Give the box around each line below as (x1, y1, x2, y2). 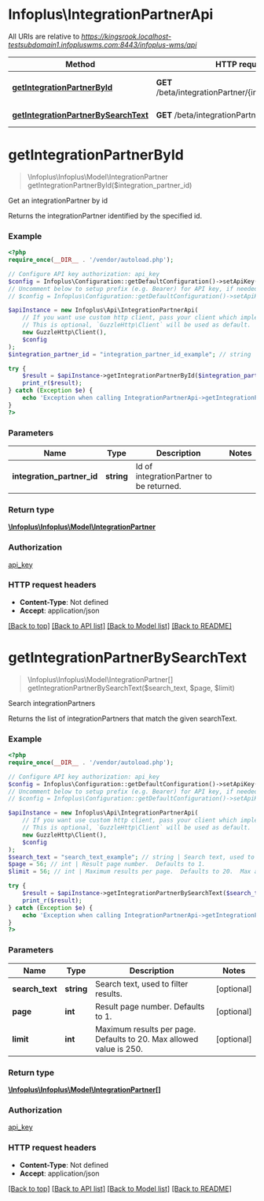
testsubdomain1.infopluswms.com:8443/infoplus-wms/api (8, 39, 197, 49)
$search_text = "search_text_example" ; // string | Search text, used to (8, 853, 255, 861)
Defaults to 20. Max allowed (95, 1033, 199, 1044)
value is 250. (95, 1043, 144, 1054)
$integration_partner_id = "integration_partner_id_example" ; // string (8, 350, 251, 358)
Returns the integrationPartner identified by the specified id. (8, 211, 203, 220)
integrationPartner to (135, 471, 212, 482)
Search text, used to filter (95, 978, 189, 989)
